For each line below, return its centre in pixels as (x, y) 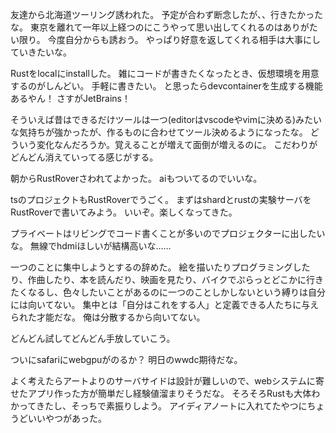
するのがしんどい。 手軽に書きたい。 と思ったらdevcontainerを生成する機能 (166, 86)
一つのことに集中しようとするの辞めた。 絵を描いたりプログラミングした (160, 267)
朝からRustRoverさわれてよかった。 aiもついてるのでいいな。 (136, 178)
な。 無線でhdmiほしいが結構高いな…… (91, 246)
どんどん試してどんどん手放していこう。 (93, 338)
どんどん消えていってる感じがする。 (84, 157)
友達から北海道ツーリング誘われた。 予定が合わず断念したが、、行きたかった (166, 14)
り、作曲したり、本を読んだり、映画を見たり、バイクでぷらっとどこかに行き (167, 279)
